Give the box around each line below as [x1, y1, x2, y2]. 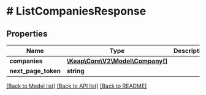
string [66, 67, 85, 75]
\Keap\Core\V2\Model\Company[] [66, 57, 168, 65]
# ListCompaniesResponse [6, 4, 147, 18]
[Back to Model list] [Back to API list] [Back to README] [6, 82, 147, 90]
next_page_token [9, 67, 61, 75]
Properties [6, 29, 48, 39]
